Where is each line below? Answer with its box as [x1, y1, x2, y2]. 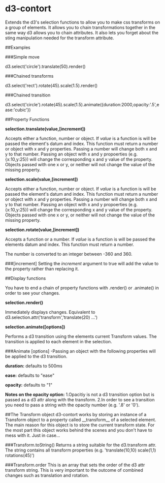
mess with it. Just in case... [5, 432, 61, 438]
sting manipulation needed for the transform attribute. [5, 35, 114, 41]
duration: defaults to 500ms [5, 362, 63, 369]
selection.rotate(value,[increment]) [5, 227, 80, 233]
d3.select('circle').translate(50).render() [5, 63, 86, 69]
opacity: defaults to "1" [5, 382, 53, 388]
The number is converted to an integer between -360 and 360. [5, 251, 132, 257]
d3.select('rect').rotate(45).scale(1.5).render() [5, 82, 98, 89]
